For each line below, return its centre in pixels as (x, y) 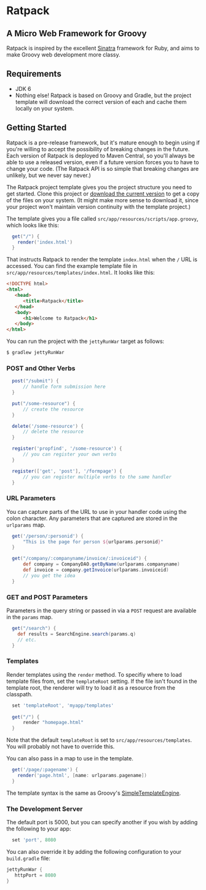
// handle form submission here (64, 387)
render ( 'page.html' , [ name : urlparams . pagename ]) (82, 776)
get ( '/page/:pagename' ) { (45, 770)
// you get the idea (49, 575)
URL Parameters (31, 498)
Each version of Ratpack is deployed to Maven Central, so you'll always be (101, 156)
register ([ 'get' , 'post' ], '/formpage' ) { (67, 471)
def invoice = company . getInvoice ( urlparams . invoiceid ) (96, 570)
